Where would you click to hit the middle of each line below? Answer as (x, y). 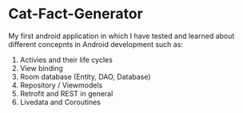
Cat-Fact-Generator (76, 14)
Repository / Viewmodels (61, 85)
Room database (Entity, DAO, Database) (85, 76)
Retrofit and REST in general (66, 93)
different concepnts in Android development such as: (96, 44)
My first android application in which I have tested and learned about (121, 36)
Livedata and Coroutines (60, 102)
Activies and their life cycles (66, 60)
